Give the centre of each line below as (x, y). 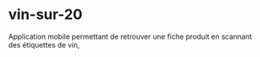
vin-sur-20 (45, 15)
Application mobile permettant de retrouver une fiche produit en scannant (130, 36)
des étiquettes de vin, (44, 44)
